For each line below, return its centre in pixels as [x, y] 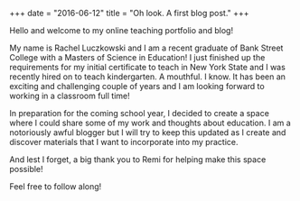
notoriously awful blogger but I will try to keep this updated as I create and [148, 132]
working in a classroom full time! [70, 96]
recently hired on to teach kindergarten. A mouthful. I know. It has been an [148, 77]
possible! [26, 169]
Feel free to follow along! [56, 187]
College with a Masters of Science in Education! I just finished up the [137, 57]
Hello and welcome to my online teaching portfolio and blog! [121, 30]
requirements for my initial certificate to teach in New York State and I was [148, 67]
